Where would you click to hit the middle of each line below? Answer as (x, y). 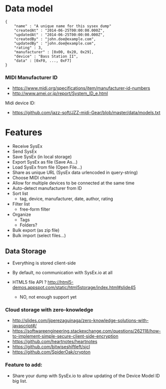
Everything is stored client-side (44, 263)
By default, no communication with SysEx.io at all (62, 272)
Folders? (28, 225)
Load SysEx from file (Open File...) (47, 167)
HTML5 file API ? (29, 282)
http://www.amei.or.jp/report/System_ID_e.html (60, 93)
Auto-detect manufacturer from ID (47, 188)
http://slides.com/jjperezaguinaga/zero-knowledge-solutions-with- (81, 321)
